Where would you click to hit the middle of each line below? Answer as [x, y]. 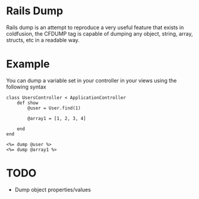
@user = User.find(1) [54, 108]
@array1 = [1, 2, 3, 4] [57, 118]
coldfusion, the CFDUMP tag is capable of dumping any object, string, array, [99, 33]
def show [28, 103]
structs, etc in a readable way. [43, 40]
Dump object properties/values [53, 189]
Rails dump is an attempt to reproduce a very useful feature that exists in [95, 27]
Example [28, 64]
